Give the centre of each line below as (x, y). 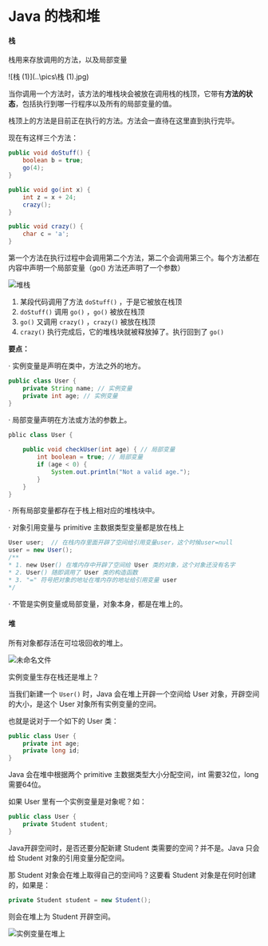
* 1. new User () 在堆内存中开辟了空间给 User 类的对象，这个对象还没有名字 (122, 565)
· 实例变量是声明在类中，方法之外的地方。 (77, 366)
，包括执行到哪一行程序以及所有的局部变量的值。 (96, 104)
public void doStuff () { (49, 153)
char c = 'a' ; (46, 234)
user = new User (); (41, 550)
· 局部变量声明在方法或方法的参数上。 (70, 419)
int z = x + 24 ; (50, 197)
